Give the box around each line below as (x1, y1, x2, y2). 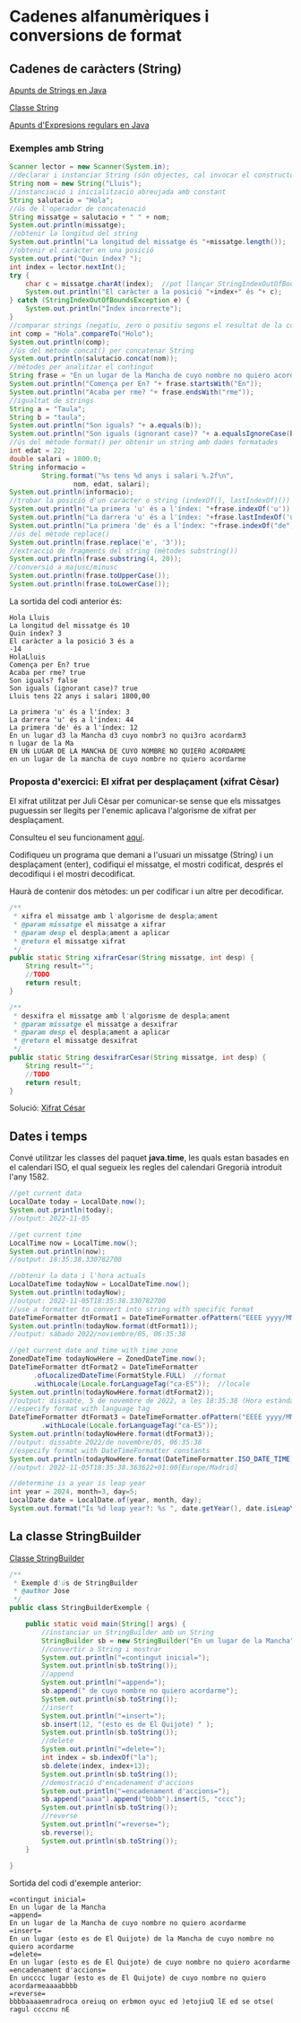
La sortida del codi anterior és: (9, 595, 123, 607)
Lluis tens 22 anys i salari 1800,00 (9, 691, 150, 701)
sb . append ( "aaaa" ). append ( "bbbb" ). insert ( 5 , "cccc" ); (41, 1795, 246, 1804)
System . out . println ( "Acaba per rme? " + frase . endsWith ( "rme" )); (9, 388, 254, 397)
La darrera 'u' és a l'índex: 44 (9, 715, 134, 724)
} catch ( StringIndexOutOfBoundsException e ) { (9, 296, 191, 305)
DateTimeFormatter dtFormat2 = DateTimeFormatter (9, 1362, 199, 1372)
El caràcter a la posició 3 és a (9, 636, 134, 645)
